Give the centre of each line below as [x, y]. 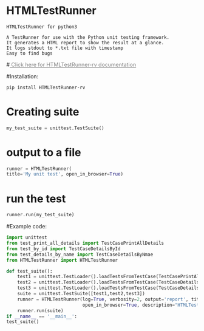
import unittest [27, 237]
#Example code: [27, 227]
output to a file [44, 152]
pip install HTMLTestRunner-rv [46, 87]
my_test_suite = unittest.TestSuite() [55, 128]
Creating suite [43, 112]
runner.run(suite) [40, 310]
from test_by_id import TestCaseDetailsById [63, 249]
